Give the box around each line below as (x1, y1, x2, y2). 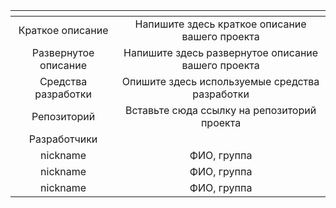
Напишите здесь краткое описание (134, 17, 307, 31)
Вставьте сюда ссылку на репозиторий (124, 104, 317, 117)
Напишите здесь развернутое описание (123, 46, 319, 59)
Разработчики (28, 132, 98, 146)
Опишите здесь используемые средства (121, 75, 320, 88)
